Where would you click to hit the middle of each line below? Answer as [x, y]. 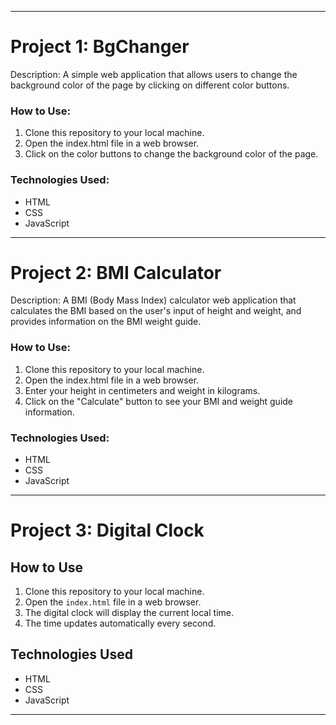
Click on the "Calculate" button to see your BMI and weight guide [159, 401]
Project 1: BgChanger [100, 47]
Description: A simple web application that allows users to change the [154, 74]
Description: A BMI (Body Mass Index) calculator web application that [153, 300]
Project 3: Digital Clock [107, 530]
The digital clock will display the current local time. [129, 613]
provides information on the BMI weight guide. [106, 322]
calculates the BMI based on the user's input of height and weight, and [156, 311]
